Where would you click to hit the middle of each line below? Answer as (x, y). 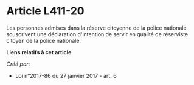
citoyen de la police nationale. (43, 40)
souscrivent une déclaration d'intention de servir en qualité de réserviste (97, 34)
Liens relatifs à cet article (39, 52)
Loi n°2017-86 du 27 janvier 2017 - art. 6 (66, 75)
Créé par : (18, 64)
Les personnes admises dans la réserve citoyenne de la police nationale (96, 28)
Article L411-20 (45, 11)
